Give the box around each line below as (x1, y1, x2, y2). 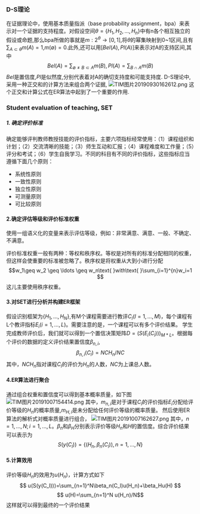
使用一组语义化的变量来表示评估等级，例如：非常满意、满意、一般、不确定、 (6, 230, 195, 237)
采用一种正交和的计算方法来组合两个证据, (6, 81, 107, 88)
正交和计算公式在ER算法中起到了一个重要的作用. (11, 88, 130, 96)
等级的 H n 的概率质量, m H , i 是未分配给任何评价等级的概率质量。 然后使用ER (11, 406, 190, 415)
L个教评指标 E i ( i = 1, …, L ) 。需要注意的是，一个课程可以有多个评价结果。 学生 (6, 321, 193, 330)
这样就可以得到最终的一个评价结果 (6, 501, 90, 509)
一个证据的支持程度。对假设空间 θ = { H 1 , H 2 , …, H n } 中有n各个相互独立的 (16, 27, 190, 36)
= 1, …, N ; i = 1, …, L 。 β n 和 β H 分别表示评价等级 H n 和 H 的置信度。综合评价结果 (6, 423, 190, 432)
